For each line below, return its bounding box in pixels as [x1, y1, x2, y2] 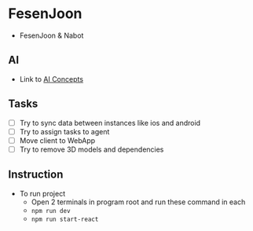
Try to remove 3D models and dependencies [19, 145, 164, 154]
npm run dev [31, 207, 71, 214]
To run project [19, 189, 65, 198]
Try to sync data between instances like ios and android [19, 118, 201, 127]
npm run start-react [31, 215, 99, 223]
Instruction [8, 168, 64, 181]
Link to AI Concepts [19, 74, 84, 83]
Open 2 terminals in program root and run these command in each [31, 197, 246, 207]
